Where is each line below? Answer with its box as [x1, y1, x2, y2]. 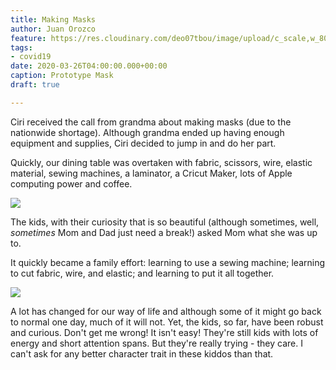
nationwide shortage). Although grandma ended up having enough [10, 126, 285, 138]
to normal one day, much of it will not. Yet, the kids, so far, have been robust [10, 316, 324, 328]
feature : [10, 33, 47, 43]
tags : [10, 42, 33, 53]
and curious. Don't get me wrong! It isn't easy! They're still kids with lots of [10, 326, 319, 338]
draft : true [10, 80, 60, 90]
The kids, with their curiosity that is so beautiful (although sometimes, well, [10, 216, 320, 228]
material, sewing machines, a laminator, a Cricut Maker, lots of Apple [10, 167, 293, 179]
